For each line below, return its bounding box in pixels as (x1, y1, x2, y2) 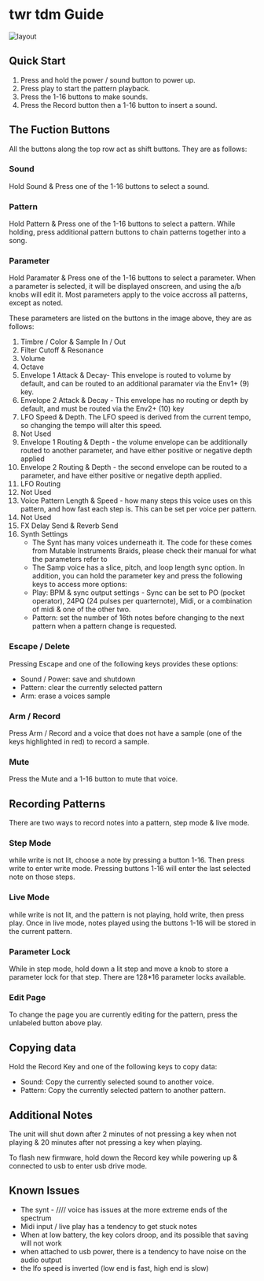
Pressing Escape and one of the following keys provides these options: (9, 659, 239, 668)
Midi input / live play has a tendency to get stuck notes (20, 1221, 197, 1231)
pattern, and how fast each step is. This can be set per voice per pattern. (20, 504, 257, 514)
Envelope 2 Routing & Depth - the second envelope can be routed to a (20, 463, 247, 472)
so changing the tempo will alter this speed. (20, 421, 162, 430)
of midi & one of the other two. (31, 604, 131, 615)
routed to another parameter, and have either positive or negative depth (20, 446, 253, 456)
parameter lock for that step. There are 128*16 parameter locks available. (9, 973, 247, 982)
